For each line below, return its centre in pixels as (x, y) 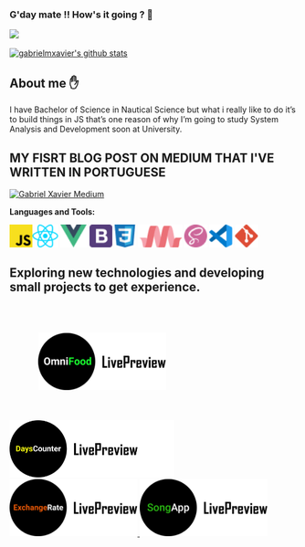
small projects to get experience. (105, 287)
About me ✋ (44, 83)
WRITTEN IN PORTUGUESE (88, 172)
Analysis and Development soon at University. (96, 129)
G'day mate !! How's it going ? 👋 (81, 15)
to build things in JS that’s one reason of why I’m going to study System (144, 120)
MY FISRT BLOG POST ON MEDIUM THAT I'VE (142, 158)
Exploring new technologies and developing (137, 273)
